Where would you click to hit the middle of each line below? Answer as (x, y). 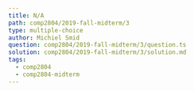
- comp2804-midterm (48, 74)
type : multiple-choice (46, 30)
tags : (17, 60)
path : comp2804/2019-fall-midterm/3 (69, 23)
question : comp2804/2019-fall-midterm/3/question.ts (97, 45)
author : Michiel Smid (44, 38)
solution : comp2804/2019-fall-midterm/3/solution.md (97, 52)
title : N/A (26, 15)
